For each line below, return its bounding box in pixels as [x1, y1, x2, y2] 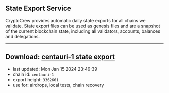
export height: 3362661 [12, 76, 59, 82]
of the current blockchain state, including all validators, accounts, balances [5, 28, 161, 34]
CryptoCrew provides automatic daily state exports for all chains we [5, 17, 146, 23]
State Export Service [5, 4, 71, 13]
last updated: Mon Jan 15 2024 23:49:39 [12, 66, 97, 72]
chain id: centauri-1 [12, 71, 54, 77]
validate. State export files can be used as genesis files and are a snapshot [5, 23, 160, 29]
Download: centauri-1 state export [5, 53, 115, 61]
